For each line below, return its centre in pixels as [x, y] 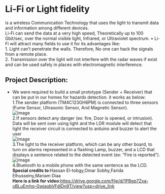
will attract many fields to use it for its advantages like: [65, 43]
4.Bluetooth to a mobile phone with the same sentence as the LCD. [80, 165]
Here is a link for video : [36, 181]
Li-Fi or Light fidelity [47, 9]
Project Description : [36, 80]
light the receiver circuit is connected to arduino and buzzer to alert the [84, 129]
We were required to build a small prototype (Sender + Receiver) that [82, 92]
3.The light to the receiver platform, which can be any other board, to [82, 144]
